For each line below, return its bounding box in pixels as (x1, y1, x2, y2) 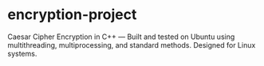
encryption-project (7, 6, 137, 24)
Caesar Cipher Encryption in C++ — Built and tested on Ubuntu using (7, 32, 235, 41)
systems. (7, 49, 37, 58)
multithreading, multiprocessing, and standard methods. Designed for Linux (7, 40, 256, 49)
